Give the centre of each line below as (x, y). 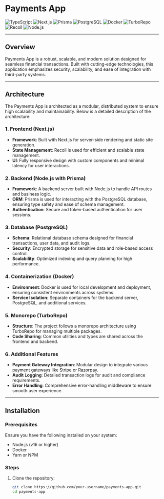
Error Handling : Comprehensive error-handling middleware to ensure (82, 385)
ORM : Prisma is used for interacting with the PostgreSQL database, (80, 199)
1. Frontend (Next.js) (30, 129)
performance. (26, 264)
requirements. (26, 380)
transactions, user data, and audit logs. (51, 243)
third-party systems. (26, 74)
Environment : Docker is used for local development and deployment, (82, 287)
